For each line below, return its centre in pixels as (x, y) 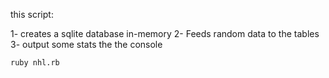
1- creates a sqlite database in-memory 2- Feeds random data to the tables (165, 33)
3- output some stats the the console (86, 44)
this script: (32, 14)
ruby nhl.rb (35, 63)
